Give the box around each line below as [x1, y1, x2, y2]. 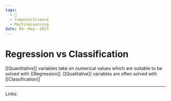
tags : [5, 7, 17, 13]
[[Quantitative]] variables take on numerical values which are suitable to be [5, 65, 163, 71]
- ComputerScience [10, 17, 49, 22]
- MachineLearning [10, 21, 49, 27]
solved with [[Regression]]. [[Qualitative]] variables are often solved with [5, 71, 158, 77]
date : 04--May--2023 [5, 27, 49, 32]
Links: [5, 91, 18, 97]
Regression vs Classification [5, 48, 129, 60]
